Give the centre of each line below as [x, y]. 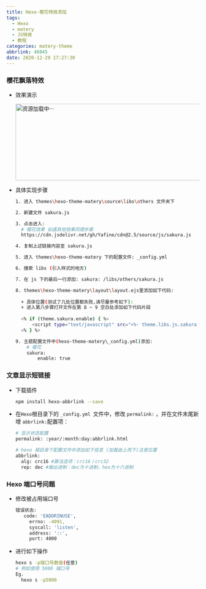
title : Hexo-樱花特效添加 [37, 12]
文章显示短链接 [29, 375]
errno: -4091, [47, 522]
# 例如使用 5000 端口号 [42, 569]
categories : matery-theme [39, 47]
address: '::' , [48, 533]
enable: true [54, 359]
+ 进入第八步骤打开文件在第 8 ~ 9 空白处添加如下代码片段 [86, 307]
